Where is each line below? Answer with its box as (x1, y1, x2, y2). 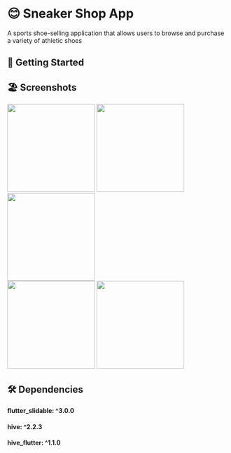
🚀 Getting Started (7, 57, 85, 69)
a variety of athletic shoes (7, 36, 83, 44)
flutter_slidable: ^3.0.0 (7, 407, 75, 415)
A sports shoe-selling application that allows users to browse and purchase (7, 29, 225, 37)
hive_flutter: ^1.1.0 (7, 438, 61, 447)
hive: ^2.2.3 (7, 422, 43, 431)
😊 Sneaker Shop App (7, 6, 134, 22)
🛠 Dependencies (7, 383, 84, 395)
